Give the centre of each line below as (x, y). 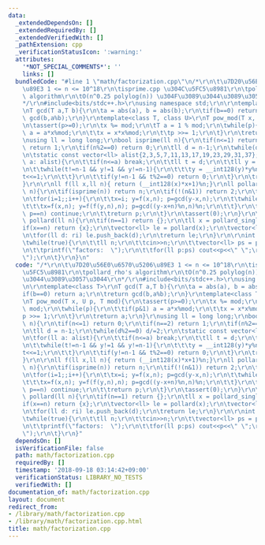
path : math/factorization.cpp (65, 455)
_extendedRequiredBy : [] (56, 30)
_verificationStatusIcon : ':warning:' (79, 52)
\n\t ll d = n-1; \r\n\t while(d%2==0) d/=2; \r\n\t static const (125, 331)
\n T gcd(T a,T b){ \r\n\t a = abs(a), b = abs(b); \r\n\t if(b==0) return (141, 111)
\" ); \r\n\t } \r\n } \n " (56, 257)
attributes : (35, 60)
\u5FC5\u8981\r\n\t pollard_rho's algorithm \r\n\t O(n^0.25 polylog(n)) (141, 272)
